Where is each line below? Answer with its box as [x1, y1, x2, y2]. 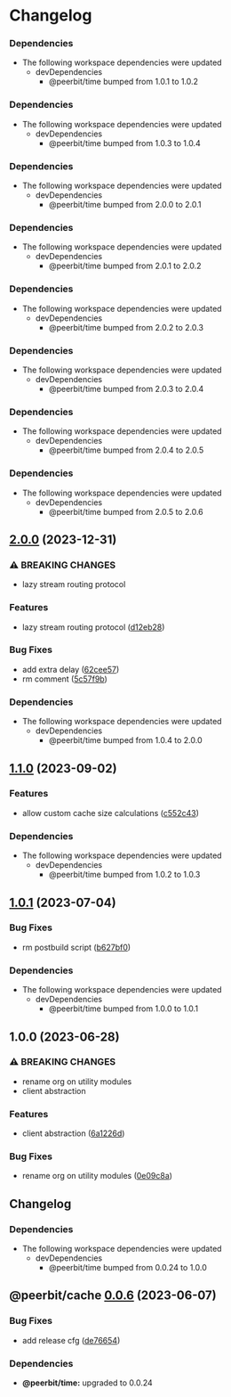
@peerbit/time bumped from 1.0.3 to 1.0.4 [48, 137, 202, 148]
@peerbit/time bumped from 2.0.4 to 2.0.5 [48, 445, 204, 455]
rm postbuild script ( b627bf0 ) [21, 942, 131, 952]
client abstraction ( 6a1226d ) [21, 1128, 125, 1139]
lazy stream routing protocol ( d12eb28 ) [21, 621, 165, 633]
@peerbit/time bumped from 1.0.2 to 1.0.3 [48, 870, 201, 880]
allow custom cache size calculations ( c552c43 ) [21, 807, 200, 818]
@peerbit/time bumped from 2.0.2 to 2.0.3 [48, 322, 204, 332]
